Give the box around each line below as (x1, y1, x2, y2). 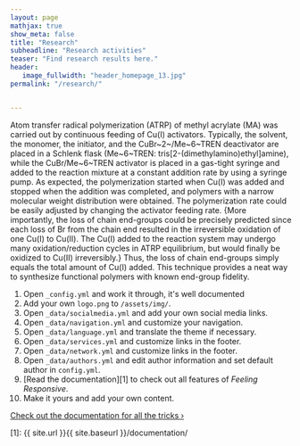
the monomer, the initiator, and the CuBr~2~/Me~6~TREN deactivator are (10, 138, 279, 149)
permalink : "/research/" (10, 79, 103, 88)
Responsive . (22, 383, 69, 393)
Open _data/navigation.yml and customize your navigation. (22, 317, 244, 327)
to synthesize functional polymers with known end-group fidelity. (10, 271, 250, 282)
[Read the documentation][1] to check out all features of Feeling (22, 374, 258, 384)
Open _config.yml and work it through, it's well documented (22, 288, 245, 299)
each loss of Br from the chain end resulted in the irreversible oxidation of (10, 224, 281, 235)
